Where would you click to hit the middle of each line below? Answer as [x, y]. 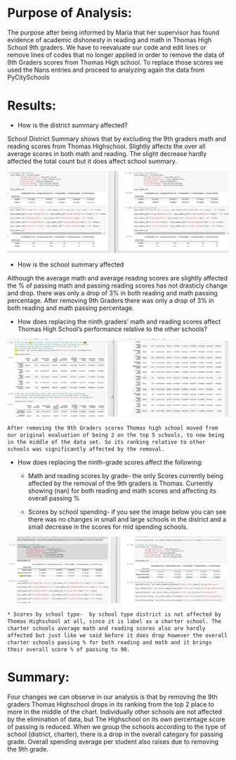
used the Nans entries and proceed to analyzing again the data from [106, 70]
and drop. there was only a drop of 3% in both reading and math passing [112, 293]
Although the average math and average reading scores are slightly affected [118, 278]
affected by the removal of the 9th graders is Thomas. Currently [120, 484]
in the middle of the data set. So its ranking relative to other [106, 442]
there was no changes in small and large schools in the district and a [127, 520]
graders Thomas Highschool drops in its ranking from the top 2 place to [111, 704]
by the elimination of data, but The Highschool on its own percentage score [116, 719]
